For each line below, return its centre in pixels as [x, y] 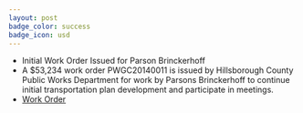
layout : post [33, 18]
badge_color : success [50, 26]
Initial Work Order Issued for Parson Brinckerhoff [114, 61]
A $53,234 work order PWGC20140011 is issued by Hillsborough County [157, 70]
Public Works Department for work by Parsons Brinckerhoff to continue [156, 80]
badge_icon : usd [39, 35]
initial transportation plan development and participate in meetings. [148, 90]
